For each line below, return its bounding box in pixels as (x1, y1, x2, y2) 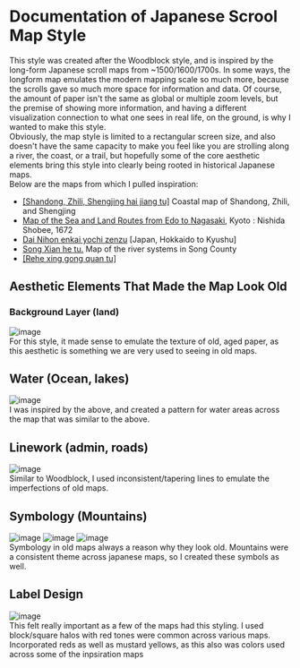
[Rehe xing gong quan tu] (21, 253, 116, 263)
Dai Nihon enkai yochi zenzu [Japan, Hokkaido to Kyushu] (21, 234, 237, 244)
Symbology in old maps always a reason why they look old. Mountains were (9, 542, 289, 552)
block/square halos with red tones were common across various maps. (9, 629, 271, 640)
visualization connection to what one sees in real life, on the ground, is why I (9, 112, 291, 123)
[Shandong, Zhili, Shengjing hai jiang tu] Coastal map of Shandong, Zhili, (21, 195, 290, 207)
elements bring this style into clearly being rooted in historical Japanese (9, 159, 276, 170)
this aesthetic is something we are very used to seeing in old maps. (9, 345, 258, 355)
